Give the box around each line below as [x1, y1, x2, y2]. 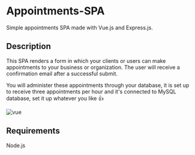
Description [6, 41, 51, 51]
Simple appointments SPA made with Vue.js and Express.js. [6, 24, 153, 31]
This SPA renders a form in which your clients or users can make [6, 57, 166, 64]
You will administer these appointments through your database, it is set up [6, 81, 190, 89]
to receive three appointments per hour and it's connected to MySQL [6, 88, 176, 95]
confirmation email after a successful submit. [6, 70, 118, 77]
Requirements [6, 126, 60, 136]
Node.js [6, 142, 26, 149]
